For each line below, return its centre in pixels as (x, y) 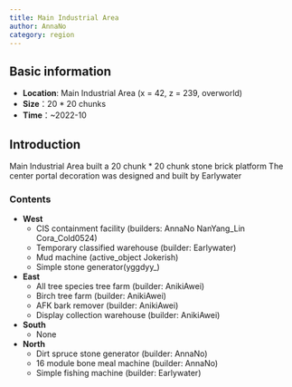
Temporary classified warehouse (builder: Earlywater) (136, 248)
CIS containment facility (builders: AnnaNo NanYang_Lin (141, 228)
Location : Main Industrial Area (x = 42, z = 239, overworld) (132, 93)
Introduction (45, 145)
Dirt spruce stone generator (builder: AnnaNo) (122, 353)
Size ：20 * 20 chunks (64, 104)
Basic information (60, 71)
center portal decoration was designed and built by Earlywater (126, 176)
